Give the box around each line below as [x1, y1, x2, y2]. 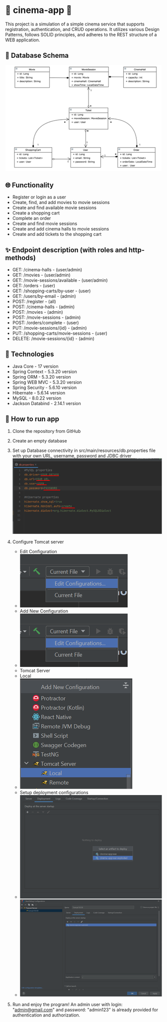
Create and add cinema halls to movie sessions [12, 226, 109, 232]
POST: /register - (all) [12, 298, 56, 304]
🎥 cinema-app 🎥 [5, 4, 72, 16]
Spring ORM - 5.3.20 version [12, 374, 71, 380]
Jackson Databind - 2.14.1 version [12, 400, 81, 406]
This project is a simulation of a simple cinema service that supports [5, 21, 145, 27]
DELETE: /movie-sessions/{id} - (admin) [12, 335, 94, 341]
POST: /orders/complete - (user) [12, 319, 79, 326]
